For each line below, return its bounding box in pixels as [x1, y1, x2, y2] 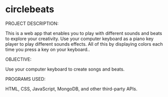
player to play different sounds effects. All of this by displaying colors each [5, 41, 163, 47]
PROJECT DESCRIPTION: [5, 20, 59, 26]
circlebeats [5, 4, 55, 15]
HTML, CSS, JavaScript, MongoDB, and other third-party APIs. [5, 85, 137, 92]
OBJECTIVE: [5, 56, 32, 62]
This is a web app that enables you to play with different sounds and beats [5, 30, 162, 36]
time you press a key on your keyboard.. [5, 46, 90, 52]
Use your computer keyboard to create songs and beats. [5, 66, 125, 72]
